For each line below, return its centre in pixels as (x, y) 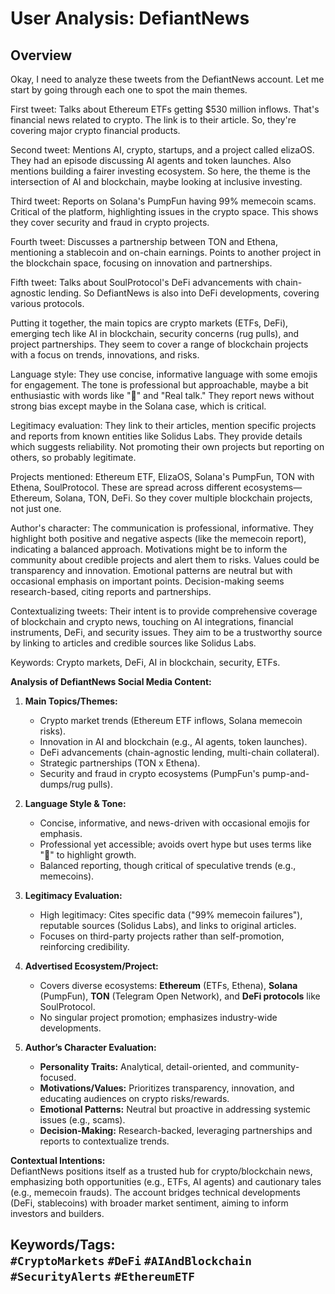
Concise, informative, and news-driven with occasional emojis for (175, 823)
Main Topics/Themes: (71, 701)
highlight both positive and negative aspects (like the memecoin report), (158, 538)
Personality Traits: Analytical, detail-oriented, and (143, 1066)
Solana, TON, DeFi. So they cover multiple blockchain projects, (183, 498)
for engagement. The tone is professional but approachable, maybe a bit (159, 385)
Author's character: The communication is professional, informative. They (162, 528)
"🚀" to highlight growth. (88, 855)
